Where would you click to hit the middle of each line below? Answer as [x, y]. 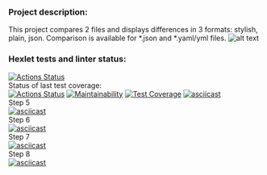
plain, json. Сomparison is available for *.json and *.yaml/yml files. [117, 38]
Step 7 [19, 136]
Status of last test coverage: [55, 85]
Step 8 [19, 154]
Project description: [48, 12]
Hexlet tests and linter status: [67, 59]
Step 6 [19, 119]
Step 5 [19, 102]
